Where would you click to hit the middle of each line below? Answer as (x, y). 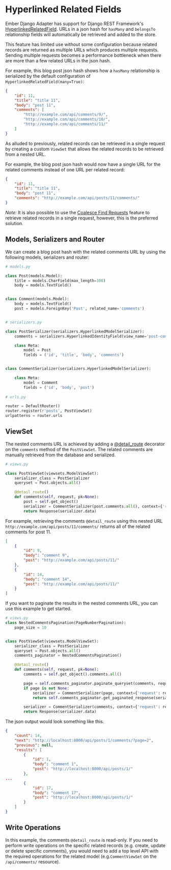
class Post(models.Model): (34, 276)
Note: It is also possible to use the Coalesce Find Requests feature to (78, 212)
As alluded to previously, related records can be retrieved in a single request (85, 143)
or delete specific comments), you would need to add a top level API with (82, 851)
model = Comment (41, 383)
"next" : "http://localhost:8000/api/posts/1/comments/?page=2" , (84, 740)
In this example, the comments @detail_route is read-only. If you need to (82, 840)
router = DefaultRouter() (33, 406)
